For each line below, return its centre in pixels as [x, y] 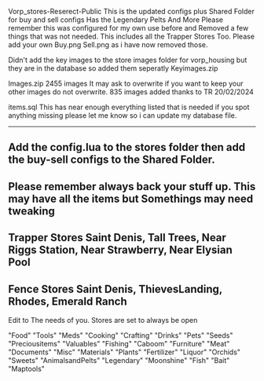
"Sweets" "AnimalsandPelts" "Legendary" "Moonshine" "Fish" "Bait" [119, 360]
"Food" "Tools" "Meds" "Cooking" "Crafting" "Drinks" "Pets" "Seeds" [121, 335]
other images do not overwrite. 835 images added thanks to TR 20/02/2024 [131, 92]
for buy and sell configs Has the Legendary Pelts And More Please [116, 20]
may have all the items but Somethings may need [131, 198]
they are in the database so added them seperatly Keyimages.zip [113, 68]
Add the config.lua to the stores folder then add [127, 147]
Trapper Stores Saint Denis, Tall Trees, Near [117, 238]
